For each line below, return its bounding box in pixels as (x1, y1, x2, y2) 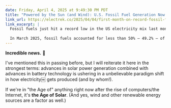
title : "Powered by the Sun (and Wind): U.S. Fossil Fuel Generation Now (5, 12, 165, 17)
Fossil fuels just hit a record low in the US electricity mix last (10, 26, 158, 32)
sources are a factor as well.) (5, 97, 66, 103)
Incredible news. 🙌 (5, 49, 46, 56)
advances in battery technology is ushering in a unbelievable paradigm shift (5, 70, 164, 76)
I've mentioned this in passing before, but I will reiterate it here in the (5, 60, 149, 66)
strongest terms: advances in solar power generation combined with (5, 65, 149, 71)
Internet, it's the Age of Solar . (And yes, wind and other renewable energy (5, 92, 161, 98)
